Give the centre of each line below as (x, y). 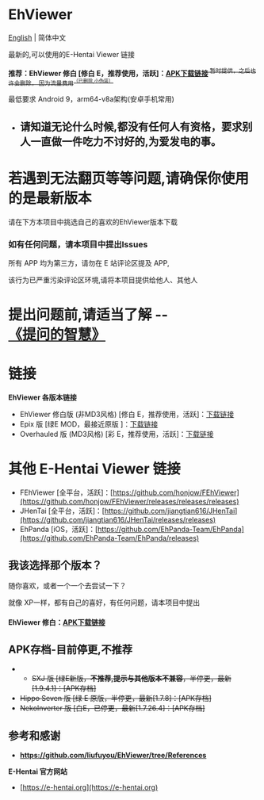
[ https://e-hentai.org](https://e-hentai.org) (89, 787)
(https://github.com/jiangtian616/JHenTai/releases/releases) (118, 520)
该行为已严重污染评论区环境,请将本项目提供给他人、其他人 (103, 280)
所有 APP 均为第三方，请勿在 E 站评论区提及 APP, (89, 263)
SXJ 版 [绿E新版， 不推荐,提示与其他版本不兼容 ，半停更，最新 (132, 679)
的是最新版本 (50, 199)
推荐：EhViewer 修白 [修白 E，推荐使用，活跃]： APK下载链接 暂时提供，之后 (130, 72)
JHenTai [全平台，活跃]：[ (62, 511)
